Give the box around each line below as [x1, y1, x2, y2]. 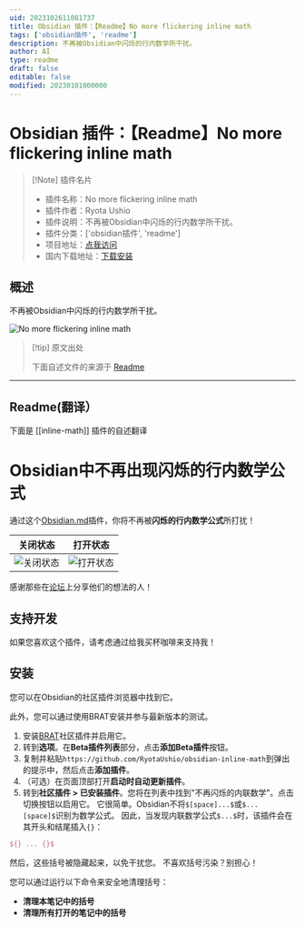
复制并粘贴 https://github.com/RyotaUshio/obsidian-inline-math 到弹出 [22, 752, 290, 764]
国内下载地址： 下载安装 [44, 250, 133, 261]
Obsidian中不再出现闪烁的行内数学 [9, 460, 270, 481]
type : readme [9, 55, 59, 65]
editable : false [9, 73, 71, 82]
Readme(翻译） [9, 399, 98, 415]
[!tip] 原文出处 [31, 342, 84, 353]
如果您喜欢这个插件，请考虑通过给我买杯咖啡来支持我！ [9, 636, 216, 647]
